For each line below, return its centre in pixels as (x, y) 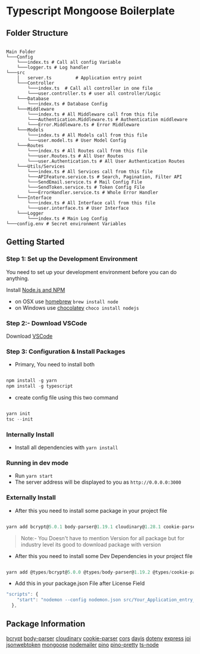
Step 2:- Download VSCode (47, 323)
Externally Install (31, 497)
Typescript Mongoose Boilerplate (90, 11)
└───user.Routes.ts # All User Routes (76, 156)
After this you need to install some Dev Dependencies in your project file (104, 556)
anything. (18, 278)
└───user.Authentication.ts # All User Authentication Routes (106, 161)
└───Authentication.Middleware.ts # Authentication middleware (107, 120)
